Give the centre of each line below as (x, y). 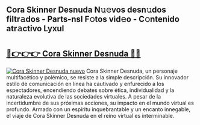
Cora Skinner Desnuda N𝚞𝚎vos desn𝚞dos (86, 10)
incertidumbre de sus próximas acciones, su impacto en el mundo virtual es (100, 103)
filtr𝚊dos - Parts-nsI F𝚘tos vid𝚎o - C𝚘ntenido (93, 20)
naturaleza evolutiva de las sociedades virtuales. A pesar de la (84, 96)
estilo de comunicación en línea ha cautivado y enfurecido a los (85, 84)
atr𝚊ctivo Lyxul (35, 29)
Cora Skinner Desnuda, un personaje (132, 71)
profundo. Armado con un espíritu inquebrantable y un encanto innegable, (98, 109)
